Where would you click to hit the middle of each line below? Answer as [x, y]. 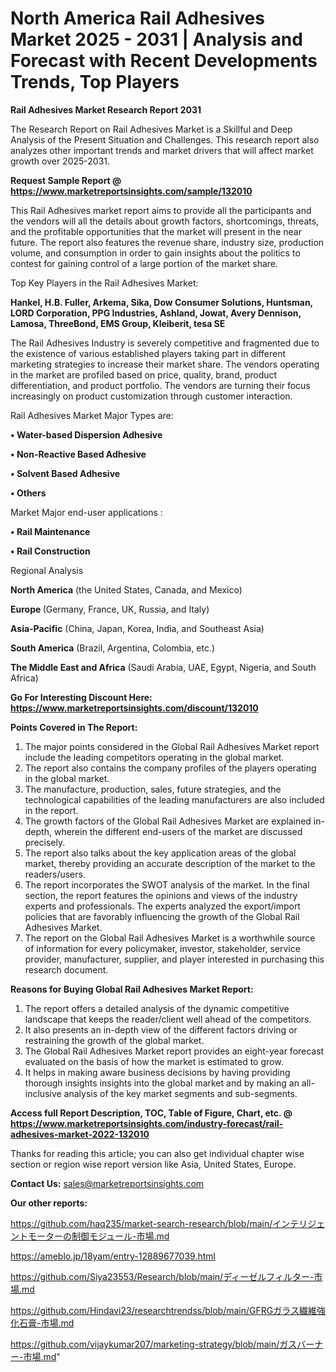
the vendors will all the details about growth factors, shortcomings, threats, [165, 221]
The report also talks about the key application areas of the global [160, 853]
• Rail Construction [50, 551]
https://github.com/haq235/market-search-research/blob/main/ [141, 1223]
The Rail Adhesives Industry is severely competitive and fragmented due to [165, 343]
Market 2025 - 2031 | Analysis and [156, 39]
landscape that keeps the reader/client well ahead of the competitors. [168, 1019]
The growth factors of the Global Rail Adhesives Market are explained [168, 821]
